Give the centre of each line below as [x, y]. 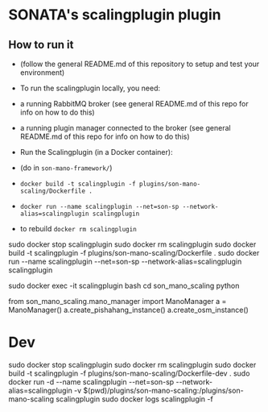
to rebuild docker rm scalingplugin [78, 229]
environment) [42, 73]
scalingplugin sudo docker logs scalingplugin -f [134, 399]
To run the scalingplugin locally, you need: [90, 88]
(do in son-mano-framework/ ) [66, 168]
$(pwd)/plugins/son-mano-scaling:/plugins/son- [163, 390]
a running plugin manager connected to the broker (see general [125, 128]
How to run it [41, 45]
